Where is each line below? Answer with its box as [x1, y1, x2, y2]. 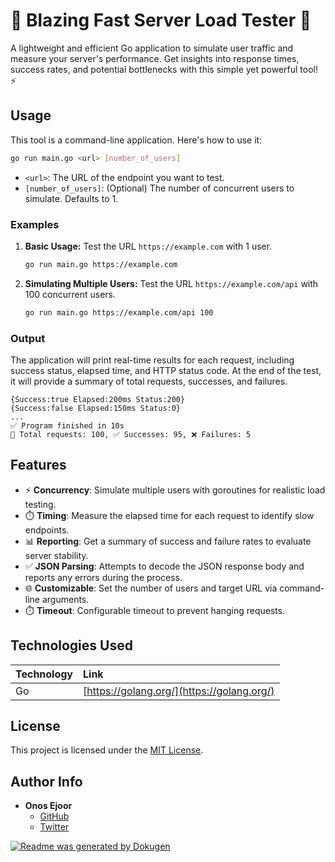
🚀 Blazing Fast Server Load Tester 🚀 [10, 9, 312, 32]
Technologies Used [10, 637, 133, 654]
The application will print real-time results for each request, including [10, 354, 295, 366]
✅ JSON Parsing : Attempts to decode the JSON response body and [24, 560, 305, 572]
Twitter [39, 821, 70, 833]
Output [10, 331, 46, 345]
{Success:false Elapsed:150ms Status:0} [10, 403, 182, 413]
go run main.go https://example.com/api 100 [24, 307, 214, 318]
